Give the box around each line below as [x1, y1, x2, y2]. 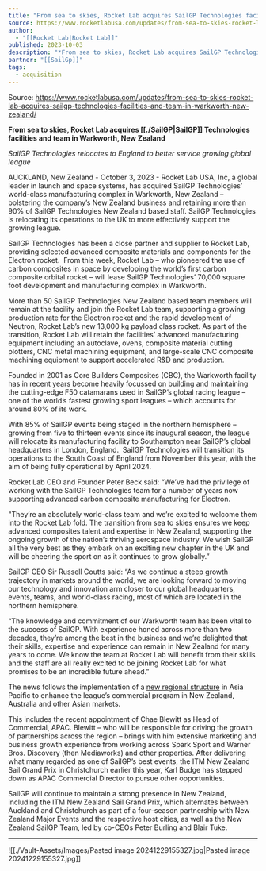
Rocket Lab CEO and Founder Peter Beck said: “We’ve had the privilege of [8, 477, 250, 487]
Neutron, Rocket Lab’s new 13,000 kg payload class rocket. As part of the [8, 321, 248, 330]
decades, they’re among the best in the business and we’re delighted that [8, 633, 248, 642]
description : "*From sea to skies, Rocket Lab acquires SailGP [8, 48, 222, 56]
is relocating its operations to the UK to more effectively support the [8, 214, 230, 224]
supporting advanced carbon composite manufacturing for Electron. [8, 494, 231, 503]
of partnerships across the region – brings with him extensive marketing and [8, 731, 257, 741]
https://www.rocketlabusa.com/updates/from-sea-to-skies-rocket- [35, 92, 254, 102]
